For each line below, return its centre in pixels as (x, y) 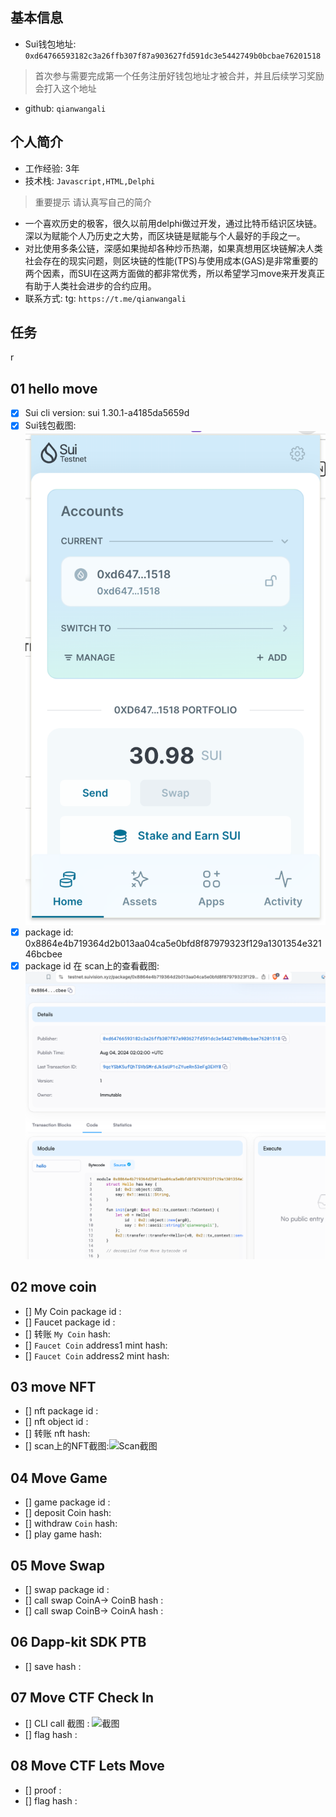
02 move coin (53, 1287)
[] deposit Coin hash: (68, 1513)
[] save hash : (53, 1666)
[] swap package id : (67, 1590)
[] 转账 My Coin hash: (67, 1334)
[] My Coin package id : (73, 1311)
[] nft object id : (56, 1422)
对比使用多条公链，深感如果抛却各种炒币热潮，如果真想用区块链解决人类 (173, 248)
